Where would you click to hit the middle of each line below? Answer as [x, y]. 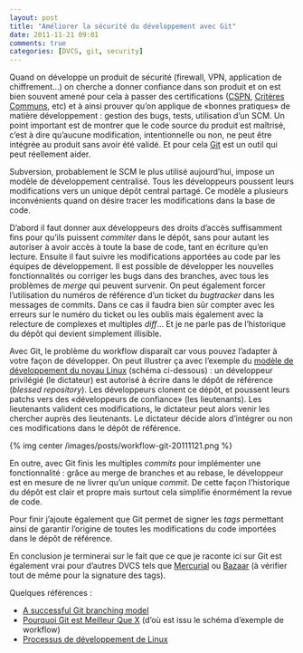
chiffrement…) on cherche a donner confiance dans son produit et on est [145, 87]
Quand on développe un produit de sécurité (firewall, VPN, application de [146, 77]
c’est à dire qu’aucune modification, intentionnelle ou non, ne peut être [141, 135]
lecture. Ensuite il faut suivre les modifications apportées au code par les [145, 257]
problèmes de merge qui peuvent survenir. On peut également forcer [137, 285]
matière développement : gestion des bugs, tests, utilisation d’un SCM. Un [147, 116]
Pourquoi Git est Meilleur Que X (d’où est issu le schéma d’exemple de [153, 620]
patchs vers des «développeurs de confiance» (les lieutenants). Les [136, 399]
